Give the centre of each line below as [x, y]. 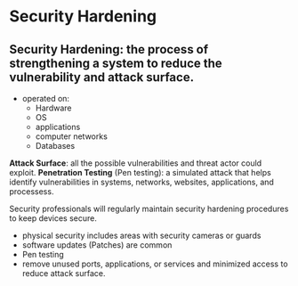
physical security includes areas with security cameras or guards [141, 235]
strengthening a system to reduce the [116, 63]
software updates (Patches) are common [97, 245]
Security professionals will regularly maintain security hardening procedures [149, 208]
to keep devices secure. [53, 218]
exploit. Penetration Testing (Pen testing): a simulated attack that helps [140, 172]
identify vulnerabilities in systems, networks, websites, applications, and [141, 182]
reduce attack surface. [64, 273]
